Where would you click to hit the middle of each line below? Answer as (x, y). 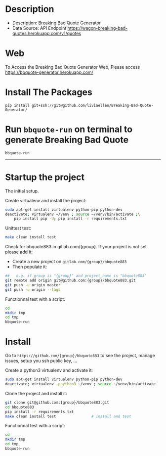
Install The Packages (49, 92)
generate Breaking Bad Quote (67, 140)
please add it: (19, 252)
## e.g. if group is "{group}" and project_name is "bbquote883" (76, 276)
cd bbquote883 (20, 407)
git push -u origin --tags (33, 290)
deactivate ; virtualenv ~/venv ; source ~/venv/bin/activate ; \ (73, 214)
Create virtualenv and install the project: (46, 200)
